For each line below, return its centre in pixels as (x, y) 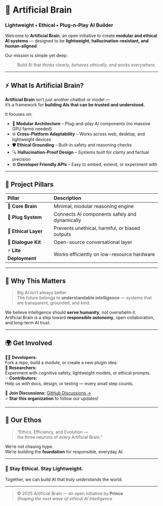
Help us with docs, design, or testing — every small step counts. (69, 383)
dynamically (67, 220)
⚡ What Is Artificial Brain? (44, 85)
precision (21, 159)
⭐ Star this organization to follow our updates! (52, 398)
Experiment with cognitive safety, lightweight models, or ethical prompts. (78, 373)
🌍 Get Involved (29, 343)
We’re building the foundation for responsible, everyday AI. (64, 451)
